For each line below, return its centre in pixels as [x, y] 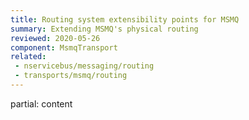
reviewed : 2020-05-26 [55, 38]
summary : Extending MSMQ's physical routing [104, 29]
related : [28, 57]
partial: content [41, 103]
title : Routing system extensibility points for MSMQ [125, 19]
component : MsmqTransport [64, 47]
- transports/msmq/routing [71, 76]
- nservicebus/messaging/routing [84, 66]
